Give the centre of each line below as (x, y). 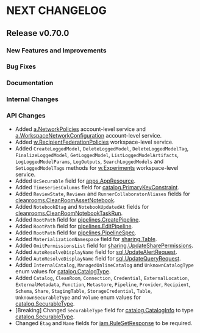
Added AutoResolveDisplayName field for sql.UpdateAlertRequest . (96, 252)
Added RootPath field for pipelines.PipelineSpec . (76, 233)
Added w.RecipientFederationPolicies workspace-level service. (94, 142)
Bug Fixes (21, 66)
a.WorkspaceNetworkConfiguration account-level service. (88, 135)
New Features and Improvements (56, 51)
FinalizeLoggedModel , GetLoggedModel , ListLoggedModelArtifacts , (97, 155)
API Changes (26, 116)
